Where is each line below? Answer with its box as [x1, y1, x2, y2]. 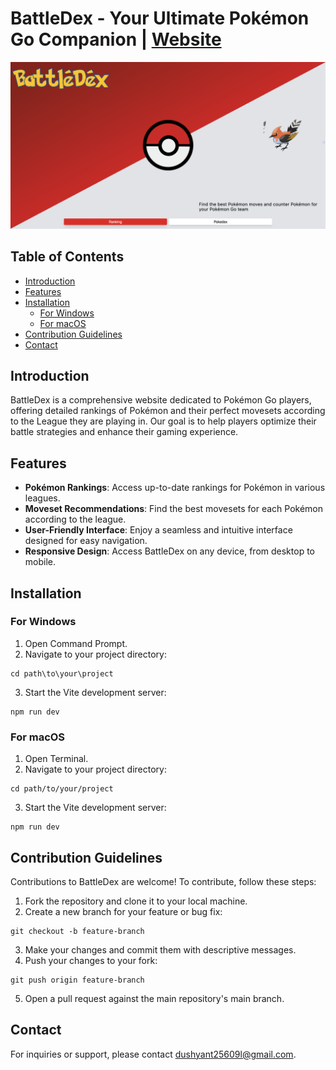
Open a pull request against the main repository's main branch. [24, 992, 285, 1004]
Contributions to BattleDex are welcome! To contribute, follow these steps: [10, 875, 317, 887]
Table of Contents [10, 248, 125, 266]
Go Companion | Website [10, 28, 222, 51]
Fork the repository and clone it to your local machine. [24, 895, 248, 907]
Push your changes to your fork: [24, 954, 158, 966]
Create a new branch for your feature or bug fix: [24, 905, 223, 917]
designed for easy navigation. [24, 535, 148, 547]
